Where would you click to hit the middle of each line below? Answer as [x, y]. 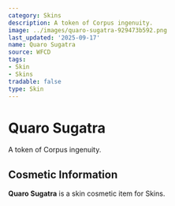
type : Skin [26, 89]
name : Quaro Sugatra [42, 45]
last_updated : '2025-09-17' [54, 37]
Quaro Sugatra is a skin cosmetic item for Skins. [87, 193]
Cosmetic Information [63, 174]
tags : [17, 60]
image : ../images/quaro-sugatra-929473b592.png [88, 30]
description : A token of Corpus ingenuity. [81, 23]
